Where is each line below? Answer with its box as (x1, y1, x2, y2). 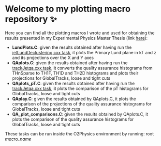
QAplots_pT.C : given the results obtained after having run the (12, 80, 135, 86)
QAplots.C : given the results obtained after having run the (12, 59, 128, 66)
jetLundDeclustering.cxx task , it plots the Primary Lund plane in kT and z (12, 49, 157, 55)
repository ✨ (5, 14, 57, 25)
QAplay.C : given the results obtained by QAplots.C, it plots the (12, 96, 136, 102)
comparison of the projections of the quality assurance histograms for (12, 101, 152, 107)
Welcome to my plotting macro (5, 3, 131, 15)
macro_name (5, 136, 31, 142)
